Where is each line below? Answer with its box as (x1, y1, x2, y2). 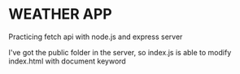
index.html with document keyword (8, 56, 126, 66)
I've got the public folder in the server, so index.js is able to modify (8, 47, 232, 57)
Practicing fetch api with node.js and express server (8, 32, 183, 41)
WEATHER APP (8, 5, 112, 24)
